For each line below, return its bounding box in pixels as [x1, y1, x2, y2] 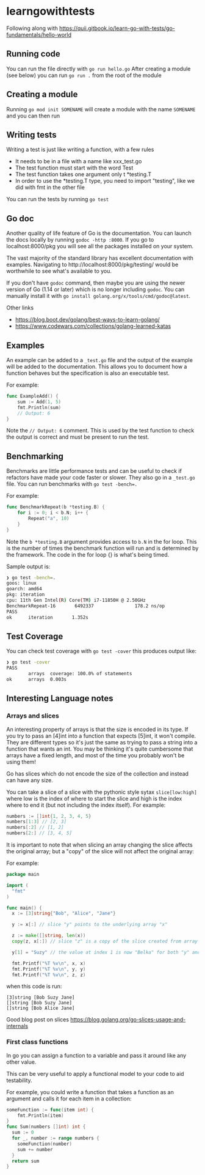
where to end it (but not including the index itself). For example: [6, 801, 166, 809]
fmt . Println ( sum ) [17, 404, 62, 410]
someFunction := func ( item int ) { [6, 1106, 95, 1113]
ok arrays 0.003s [6, 676, 67, 683]
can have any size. [6, 776, 54, 784]
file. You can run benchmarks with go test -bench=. [6, 480, 138, 487]
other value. [6, 1058, 37, 1066]
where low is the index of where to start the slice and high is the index [6, 795, 182, 802]
